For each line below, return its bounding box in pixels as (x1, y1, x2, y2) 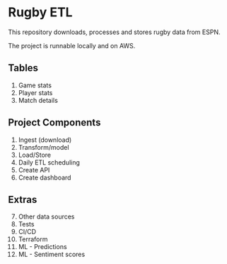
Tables (8, 62, 38, 75)
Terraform (18, 235, 48, 243)
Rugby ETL (8, 4, 73, 21)
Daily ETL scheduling (18, 158, 81, 167)
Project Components (8, 116, 101, 128)
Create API (18, 165, 50, 174)
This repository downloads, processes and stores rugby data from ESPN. (8, 28, 221, 36)
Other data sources (18, 212, 75, 221)
